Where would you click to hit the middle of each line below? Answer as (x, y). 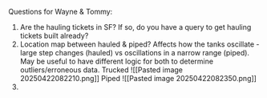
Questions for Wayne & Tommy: (61, 12)
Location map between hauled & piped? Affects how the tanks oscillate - (140, 44)
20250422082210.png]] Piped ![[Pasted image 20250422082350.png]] (138, 78)
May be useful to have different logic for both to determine (117, 61)
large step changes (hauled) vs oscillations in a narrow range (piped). (135, 53)
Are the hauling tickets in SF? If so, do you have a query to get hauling (136, 27)
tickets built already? (54, 36)
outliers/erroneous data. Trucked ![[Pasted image (101, 70)
